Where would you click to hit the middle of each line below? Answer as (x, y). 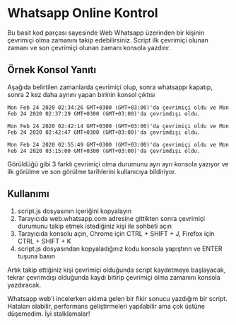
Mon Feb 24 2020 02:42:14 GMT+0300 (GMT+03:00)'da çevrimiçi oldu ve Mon (118, 126)
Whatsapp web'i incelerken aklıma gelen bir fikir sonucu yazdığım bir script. (117, 298)
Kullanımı (28, 194)
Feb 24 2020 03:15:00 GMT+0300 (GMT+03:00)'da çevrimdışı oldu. (104, 151)
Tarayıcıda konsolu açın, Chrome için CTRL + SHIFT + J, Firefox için (116, 233)
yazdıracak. (24, 285)
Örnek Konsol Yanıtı (52, 70)
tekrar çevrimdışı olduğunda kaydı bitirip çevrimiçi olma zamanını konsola (114, 277)
